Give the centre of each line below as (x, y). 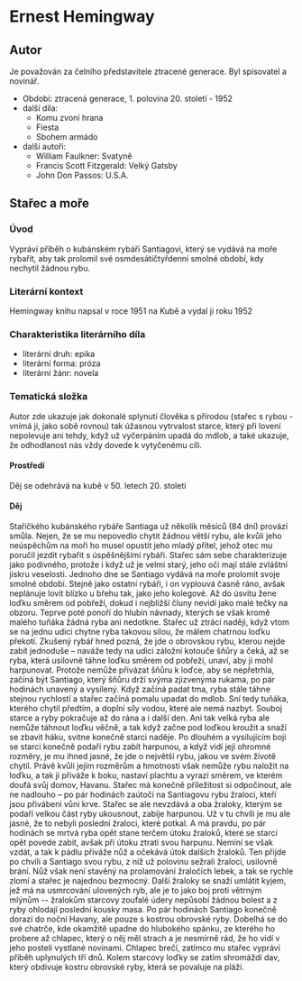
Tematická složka (49, 397)
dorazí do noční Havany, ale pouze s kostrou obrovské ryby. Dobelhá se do (149, 919)
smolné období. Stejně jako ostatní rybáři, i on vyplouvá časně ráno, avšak (147, 583)
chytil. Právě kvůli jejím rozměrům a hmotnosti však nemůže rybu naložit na (149, 766)
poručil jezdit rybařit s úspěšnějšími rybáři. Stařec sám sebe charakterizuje (148, 555)
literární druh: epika (59, 354)
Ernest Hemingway (82, 17)
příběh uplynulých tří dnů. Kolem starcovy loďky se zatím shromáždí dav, (145, 957)
